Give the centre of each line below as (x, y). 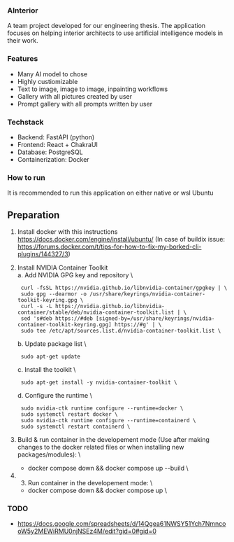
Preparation (34, 215)
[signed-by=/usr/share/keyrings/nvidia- (155, 319)
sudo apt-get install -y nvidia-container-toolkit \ (99, 382)
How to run (26, 177)
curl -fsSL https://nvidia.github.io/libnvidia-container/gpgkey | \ (124, 288)
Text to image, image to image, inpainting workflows (93, 89)
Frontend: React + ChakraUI (57, 144)
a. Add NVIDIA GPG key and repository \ (75, 275)
